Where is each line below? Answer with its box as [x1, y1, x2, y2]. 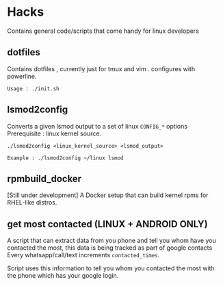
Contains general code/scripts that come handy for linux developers [7, 27, 200, 35]
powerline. [7, 72, 37, 80]
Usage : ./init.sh [7, 85, 60, 92]
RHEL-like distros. [7, 198, 57, 207]
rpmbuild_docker [7, 172, 82, 185]
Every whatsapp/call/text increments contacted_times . [7, 251, 160, 259]
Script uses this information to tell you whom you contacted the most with [7, 264, 215, 272]
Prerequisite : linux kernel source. [7, 129, 101, 138]
